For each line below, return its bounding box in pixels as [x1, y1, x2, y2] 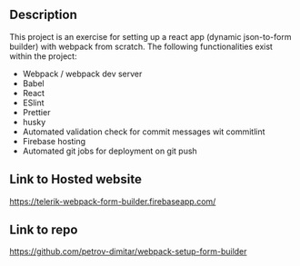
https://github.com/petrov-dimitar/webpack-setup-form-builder [9, 246, 247, 257]
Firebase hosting [22, 135, 86, 146]
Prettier [22, 106, 51, 117]
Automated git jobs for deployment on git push [22, 145, 197, 156]
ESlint [22, 97, 45, 108]
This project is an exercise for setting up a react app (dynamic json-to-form [9, 31, 292, 42]
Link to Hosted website [9, 172, 143, 187]
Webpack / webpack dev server [22, 68, 143, 79]
